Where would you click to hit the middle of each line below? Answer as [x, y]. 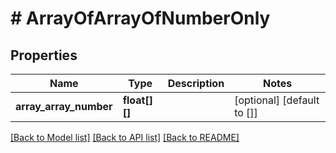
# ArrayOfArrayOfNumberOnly [140, 18]
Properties [44, 55]
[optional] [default [277, 100]
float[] [137, 100]
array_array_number [64, 106]
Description [196, 83]
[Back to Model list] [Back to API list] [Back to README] [125, 137]
